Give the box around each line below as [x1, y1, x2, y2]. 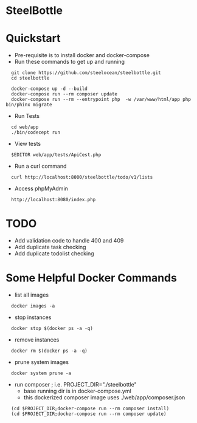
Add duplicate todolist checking [14, 250, 95, 257]
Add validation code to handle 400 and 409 [14, 237, 124, 244]
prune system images [14, 359, 69, 365]
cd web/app [11, 124, 39, 131]
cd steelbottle [11, 75, 50, 81]
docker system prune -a [11, 370, 71, 376]
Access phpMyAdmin [14, 185, 68, 192]
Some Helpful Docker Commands [5, 271, 178, 285]
